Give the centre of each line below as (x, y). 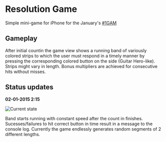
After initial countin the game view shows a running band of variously (76, 50)
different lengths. (23, 134)
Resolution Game (41, 9)
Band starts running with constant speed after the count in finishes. (74, 118)
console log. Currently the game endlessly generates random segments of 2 (83, 129)
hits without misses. (26, 71)
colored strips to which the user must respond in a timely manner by (75, 56)
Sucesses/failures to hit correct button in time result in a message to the (79, 124)
